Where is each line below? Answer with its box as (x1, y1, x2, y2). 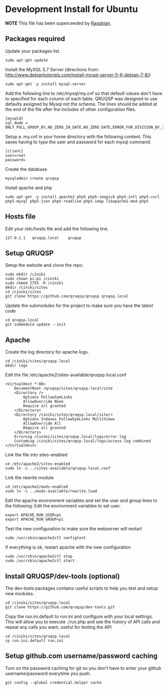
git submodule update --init (5, 322, 66, 327)
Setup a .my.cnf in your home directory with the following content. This (5, 133, 151, 139)
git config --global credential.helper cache (5, 680, 101, 685)
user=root (5, 153, 26, 158)
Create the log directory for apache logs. (5, 349, 89, 355)
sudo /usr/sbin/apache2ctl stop (5, 554, 72, 559)
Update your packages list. (5, 48, 61, 54)
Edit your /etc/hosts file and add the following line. (5, 226, 109, 232)
